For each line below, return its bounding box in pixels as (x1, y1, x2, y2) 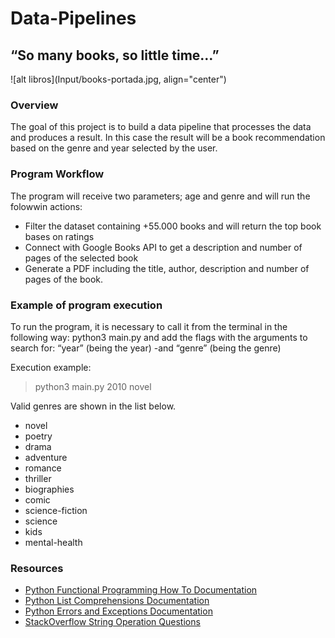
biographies (24, 483, 75, 495)
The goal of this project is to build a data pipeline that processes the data (10, 121, 312, 133)
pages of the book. (24, 273, 103, 285)
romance (24, 462, 62, 474)
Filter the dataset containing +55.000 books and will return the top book (24, 220, 322, 232)
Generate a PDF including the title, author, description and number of (24, 262, 310, 274)
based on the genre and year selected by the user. (10, 142, 218, 154)
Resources (10, 561, 64, 575)
